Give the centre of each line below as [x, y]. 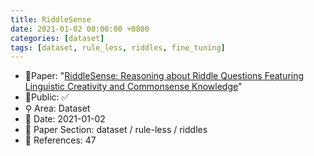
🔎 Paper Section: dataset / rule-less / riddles [116, 130]
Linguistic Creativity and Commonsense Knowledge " [133, 87]
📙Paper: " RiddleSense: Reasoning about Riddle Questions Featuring [164, 76]
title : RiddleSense [51, 19]
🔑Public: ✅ [47, 97]
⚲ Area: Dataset [57, 108]
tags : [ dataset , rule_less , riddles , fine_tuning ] [118, 47]
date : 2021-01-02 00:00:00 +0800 [80, 29]
